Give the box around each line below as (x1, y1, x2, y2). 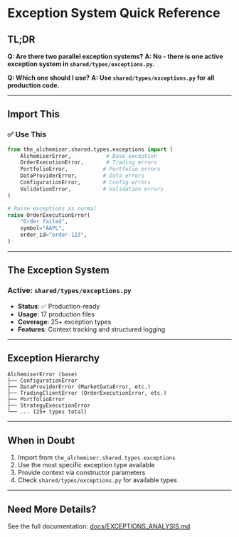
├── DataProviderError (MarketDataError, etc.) (7, 383, 152, 390)
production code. (7, 81, 60, 90)
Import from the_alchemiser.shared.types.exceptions (17, 453, 176, 462)
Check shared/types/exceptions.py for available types (17, 476, 178, 484)
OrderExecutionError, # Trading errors (20, 159, 158, 166)
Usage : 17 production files (17, 309, 95, 318)
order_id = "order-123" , (20, 231, 87, 239)
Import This (7, 108, 60, 120)
